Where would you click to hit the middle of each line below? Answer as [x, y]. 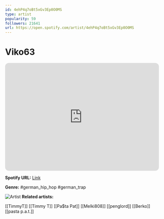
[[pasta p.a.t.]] [20, 212]
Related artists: [38, 197]
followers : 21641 [23, 23]
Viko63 [20, 52]
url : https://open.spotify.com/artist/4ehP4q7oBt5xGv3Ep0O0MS [70, 28]
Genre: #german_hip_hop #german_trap [46, 187]
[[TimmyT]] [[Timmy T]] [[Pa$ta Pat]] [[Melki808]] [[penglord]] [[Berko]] [78, 206]
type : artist [18, 14]
